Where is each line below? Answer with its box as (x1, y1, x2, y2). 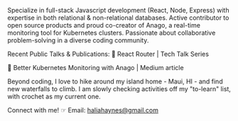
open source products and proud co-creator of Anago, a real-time (7, 21, 201, 29)
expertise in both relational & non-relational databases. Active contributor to (7, 13, 229, 22)
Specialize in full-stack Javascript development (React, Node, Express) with (7, 6, 229, 14)
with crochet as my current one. (7, 92, 101, 100)
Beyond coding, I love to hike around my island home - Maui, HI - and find (7, 77, 223, 86)
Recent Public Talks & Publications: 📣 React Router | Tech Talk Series (7, 50, 210, 58)
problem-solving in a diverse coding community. (7, 36, 149, 45)
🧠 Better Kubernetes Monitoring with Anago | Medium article (7, 64, 184, 71)
